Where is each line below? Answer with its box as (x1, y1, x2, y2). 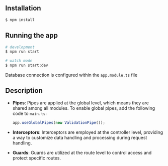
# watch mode (5, 58, 33, 63)
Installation (5, 4, 41, 13)
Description (5, 86, 43, 95)
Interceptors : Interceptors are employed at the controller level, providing (12, 129, 163, 135)
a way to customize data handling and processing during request (12, 134, 147, 140)
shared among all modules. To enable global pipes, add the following (12, 105, 155, 111)
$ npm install (5, 17, 35, 22)
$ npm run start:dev (5, 63, 49, 68)
